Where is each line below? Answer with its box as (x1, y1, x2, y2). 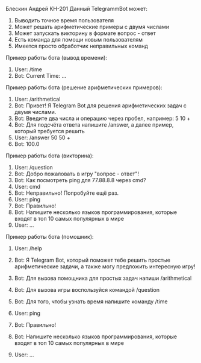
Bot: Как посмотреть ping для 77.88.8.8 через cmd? (14, 177, 146, 183)
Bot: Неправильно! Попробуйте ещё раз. (14, 189, 119, 197)
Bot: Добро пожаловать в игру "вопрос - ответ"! (14, 170, 140, 177)
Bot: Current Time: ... (14, 72, 67, 79)
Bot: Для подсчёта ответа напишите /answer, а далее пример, (14, 121, 174, 128)
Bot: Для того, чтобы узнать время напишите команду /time (14, 298, 168, 305)
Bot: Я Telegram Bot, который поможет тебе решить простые (14, 256, 171, 264)
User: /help (14, 245, 43, 252)
